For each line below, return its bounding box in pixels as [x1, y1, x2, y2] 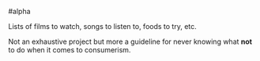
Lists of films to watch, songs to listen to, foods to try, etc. [8, 22, 198, 30]
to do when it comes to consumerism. [8, 45, 131, 54]
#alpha [8, 7, 31, 16]
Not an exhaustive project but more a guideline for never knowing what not [8, 37, 253, 46]
